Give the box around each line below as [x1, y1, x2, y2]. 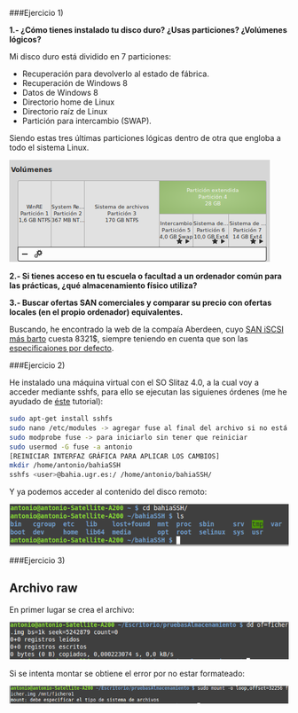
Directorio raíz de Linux [21, 106, 108, 116]
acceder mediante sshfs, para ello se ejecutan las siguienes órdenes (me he [9, 387, 287, 397]
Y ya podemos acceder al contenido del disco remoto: [9, 487, 208, 498]
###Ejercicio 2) [9, 360, 66, 371]
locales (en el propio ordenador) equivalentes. [9, 307, 184, 317]
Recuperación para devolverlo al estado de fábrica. [21, 68, 210, 79]
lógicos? [9, 35, 42, 44]
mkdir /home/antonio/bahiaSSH [9, 461, 122, 470]
